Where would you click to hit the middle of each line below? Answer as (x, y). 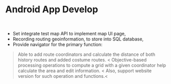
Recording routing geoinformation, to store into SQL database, (78, 39)
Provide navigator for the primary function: (58, 44)
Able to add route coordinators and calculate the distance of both (87, 54)
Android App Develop (52, 9)
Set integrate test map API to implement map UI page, (69, 33)
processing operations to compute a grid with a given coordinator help (92, 65)
